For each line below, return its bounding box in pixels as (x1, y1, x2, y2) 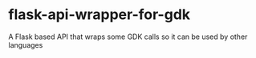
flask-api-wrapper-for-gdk (8, 6, 191, 24)
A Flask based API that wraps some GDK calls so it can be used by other (8, 32, 248, 41)
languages (8, 40, 43, 49)
